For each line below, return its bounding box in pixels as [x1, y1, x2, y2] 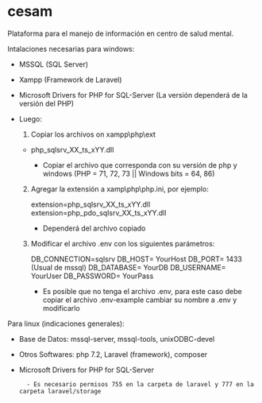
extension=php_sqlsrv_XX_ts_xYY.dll [30, 200, 151, 209]
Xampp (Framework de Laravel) [18, 75, 122, 84]
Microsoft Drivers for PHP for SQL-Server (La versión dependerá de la [18, 90, 248, 99]
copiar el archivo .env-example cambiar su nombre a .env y [42, 295, 237, 304]
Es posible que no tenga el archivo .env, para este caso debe [42, 286, 243, 296]
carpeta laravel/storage [18, 387, 102, 395]
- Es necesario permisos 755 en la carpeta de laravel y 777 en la [26, 380, 255, 388]
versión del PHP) [18, 99, 75, 108]
